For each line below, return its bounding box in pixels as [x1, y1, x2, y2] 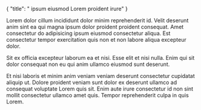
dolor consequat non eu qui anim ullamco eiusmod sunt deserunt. [6, 60, 170, 68]
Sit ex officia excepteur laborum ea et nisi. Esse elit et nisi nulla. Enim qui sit [6, 54, 195, 61]
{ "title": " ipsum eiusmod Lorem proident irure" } [6, 5, 128, 12]
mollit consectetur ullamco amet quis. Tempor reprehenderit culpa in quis [6, 92, 189, 99]
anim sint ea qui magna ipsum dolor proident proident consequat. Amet [6, 24, 184, 30]
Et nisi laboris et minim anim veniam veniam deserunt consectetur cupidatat [6, 73, 195, 79]
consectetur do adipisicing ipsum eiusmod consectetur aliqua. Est [6, 30, 171, 37]
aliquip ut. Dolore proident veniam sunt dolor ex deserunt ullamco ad [6, 79, 177, 86]
